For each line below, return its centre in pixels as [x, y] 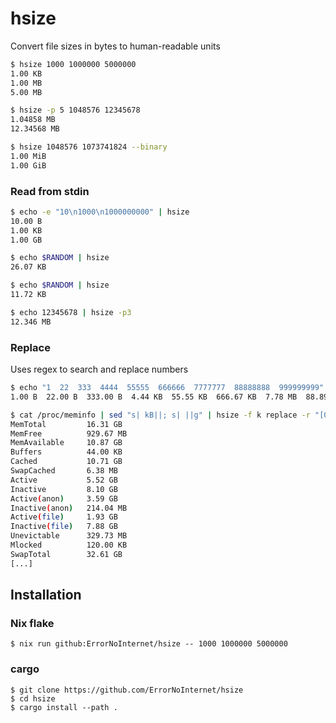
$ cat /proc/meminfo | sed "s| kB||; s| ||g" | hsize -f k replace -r [160, 415]
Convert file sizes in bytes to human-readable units [115, 46]
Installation [46, 595]
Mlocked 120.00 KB [69, 545]
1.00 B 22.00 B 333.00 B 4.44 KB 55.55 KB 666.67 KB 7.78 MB [154, 397]
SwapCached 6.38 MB [64, 471]
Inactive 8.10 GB [64, 489]
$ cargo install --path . [64, 707]
